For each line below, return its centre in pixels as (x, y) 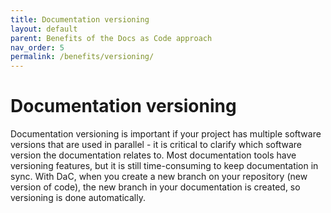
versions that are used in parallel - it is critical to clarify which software (156, 145)
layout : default (44, 29)
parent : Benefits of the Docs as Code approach (111, 38)
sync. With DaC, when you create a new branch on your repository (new (159, 177)
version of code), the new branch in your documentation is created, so (155, 187)
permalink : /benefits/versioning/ (82, 57)
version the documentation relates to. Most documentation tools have (153, 155)
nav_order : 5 (37, 47)
